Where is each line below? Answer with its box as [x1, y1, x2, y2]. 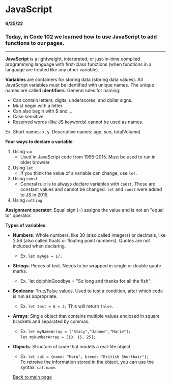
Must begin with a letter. [12, 103, 64, 109]
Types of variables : [5, 223, 47, 229]
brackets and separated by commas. [12, 318, 90, 324]
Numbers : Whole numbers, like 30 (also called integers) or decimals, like [12, 232, 166, 238]
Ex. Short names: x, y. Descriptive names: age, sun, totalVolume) [5, 129, 141, 135]
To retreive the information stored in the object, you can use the [20, 359, 154, 365]
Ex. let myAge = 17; [20, 253, 63, 259]
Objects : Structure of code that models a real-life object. [12, 344, 132, 350]
